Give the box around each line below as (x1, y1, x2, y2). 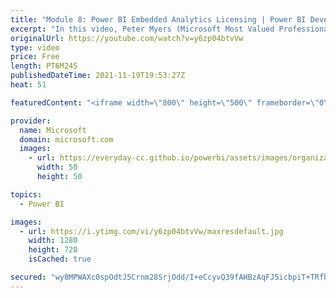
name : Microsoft (19, 125, 87, 135)
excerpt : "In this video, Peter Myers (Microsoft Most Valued (10, 24, 275, 34)
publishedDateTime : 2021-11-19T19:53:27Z (10, 71, 186, 81)
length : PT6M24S (10, 61, 78, 71)
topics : (10, 189, 43, 200)
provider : (10, 116, 52, 126)
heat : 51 (10, 80, 47, 90)
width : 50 (36, 162, 78, 173)
